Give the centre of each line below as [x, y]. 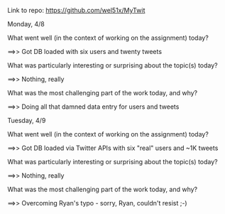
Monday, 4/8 [26, 24]
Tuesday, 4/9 [27, 121]
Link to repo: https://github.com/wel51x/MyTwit [76, 10]
